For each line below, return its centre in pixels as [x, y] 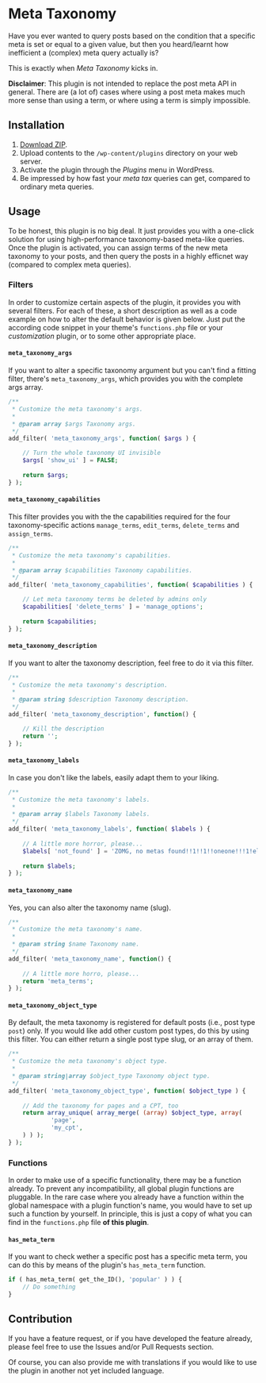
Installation [36, 125]
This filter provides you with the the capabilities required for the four [120, 516]
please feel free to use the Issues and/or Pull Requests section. [111, 1346]
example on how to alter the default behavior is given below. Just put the [127, 319]
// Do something [49, 1287]
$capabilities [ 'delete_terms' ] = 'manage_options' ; [113, 607]
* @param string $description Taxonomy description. [101, 699]
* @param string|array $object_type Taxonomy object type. [111, 1077]
